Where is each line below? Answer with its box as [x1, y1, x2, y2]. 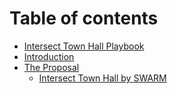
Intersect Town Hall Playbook [23, 40, 145, 52]
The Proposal [23, 61, 80, 73]
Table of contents [9, 7, 159, 30]
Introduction [23, 50, 75, 62]
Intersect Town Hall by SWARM [38, 72, 167, 84]
